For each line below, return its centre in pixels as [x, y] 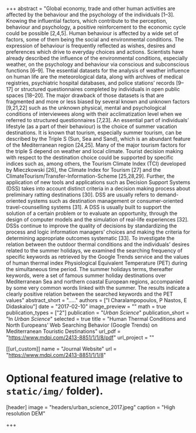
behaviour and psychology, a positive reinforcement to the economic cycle [96, 27]
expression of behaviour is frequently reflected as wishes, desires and [91, 46]
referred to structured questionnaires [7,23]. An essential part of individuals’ [97, 120]
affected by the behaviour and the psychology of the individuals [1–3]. [90, 15]
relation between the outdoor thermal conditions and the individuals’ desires [98, 244]
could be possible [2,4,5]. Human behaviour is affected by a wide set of [92, 33]
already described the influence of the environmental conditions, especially [97, 58]
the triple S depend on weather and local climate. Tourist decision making [94, 151]
